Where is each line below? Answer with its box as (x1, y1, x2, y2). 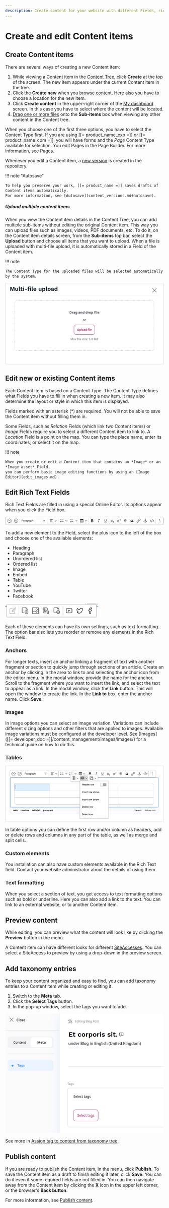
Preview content (5, 916, 58, 925)
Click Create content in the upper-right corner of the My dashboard (12, 100, 153, 106)
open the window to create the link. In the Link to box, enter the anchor (5, 691, 152, 697)
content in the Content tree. (12, 116, 70, 123)
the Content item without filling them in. (5, 413, 87, 419)
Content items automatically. (5, 188, 69, 193)
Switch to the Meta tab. (12, 993, 61, 999)
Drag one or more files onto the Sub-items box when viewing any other (12, 111, 161, 117)
